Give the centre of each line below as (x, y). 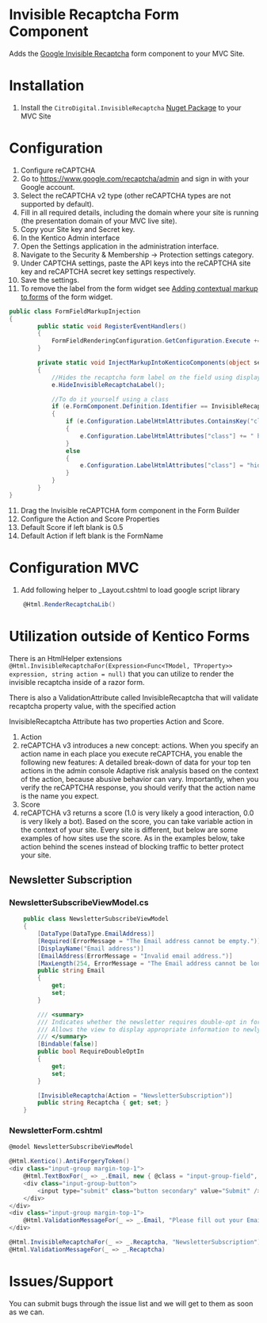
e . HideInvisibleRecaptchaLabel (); (108, 385)
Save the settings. (50, 280)
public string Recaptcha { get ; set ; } (103, 1103)
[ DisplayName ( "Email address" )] (91, 948)
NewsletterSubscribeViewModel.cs (79, 902)
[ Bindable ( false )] (68, 1044)
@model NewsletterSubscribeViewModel (71, 1147)
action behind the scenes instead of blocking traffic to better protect (132, 846)
